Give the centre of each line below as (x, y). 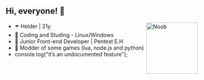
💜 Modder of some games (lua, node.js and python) (79, 48)
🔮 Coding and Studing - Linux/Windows (64, 35)
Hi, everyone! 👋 (35, 11)
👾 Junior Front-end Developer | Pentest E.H (69, 41)
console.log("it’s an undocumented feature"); (71, 54)
